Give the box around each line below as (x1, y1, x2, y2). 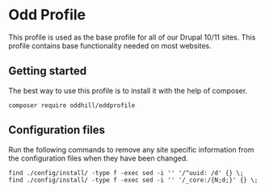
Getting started (8, 65, 87, 78)
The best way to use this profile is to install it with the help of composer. (8, 86, 248, 95)
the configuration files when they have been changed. (8, 153, 188, 163)
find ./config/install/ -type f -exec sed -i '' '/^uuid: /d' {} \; (8, 169, 244, 177)
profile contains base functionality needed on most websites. (8, 40, 212, 50)
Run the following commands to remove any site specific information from (8, 144, 254, 154)
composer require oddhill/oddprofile (8, 101, 136, 110)
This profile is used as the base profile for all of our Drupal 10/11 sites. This (8, 32, 256, 42)
